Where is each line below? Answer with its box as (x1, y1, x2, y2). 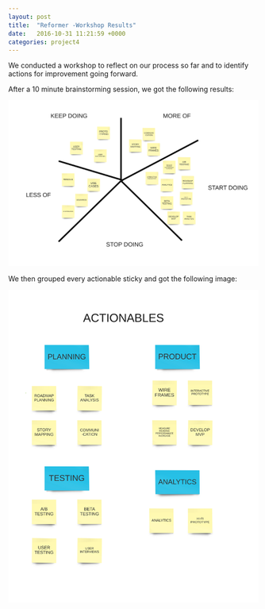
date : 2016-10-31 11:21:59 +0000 (8, 29, 126, 37)
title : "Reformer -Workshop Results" (8, 21, 136, 29)
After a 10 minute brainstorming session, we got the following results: (8, 84, 234, 94)
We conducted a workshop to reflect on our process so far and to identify (8, 60, 249, 71)
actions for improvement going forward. (8, 69, 139, 79)
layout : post (8, 13, 52, 21)
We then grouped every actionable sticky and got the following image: (8, 274, 238, 283)
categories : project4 (8, 38, 80, 46)
